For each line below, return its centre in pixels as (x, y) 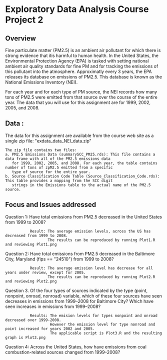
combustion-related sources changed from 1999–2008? (63, 352)
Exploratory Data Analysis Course (77, 9)
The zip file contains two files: (41, 150)
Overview (21, 38)
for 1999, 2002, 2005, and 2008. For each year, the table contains (84, 163)
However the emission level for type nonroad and (102, 324)
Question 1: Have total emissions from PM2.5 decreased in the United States (84, 216)
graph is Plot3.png (25, 337)
